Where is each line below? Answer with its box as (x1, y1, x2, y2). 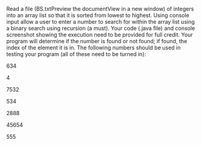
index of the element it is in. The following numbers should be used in (6, 44, 181, 51)
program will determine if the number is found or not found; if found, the (6, 38, 188, 44)
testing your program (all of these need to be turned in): (6, 51, 146, 57)
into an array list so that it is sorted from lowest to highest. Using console (6, 12, 190, 19)
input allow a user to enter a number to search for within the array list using (6, 18, 195, 25)
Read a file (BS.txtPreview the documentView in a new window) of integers (6, 5, 194, 12)
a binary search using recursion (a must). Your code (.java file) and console (6, 24, 196, 32)
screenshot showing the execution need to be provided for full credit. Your (6, 31, 193, 38)
